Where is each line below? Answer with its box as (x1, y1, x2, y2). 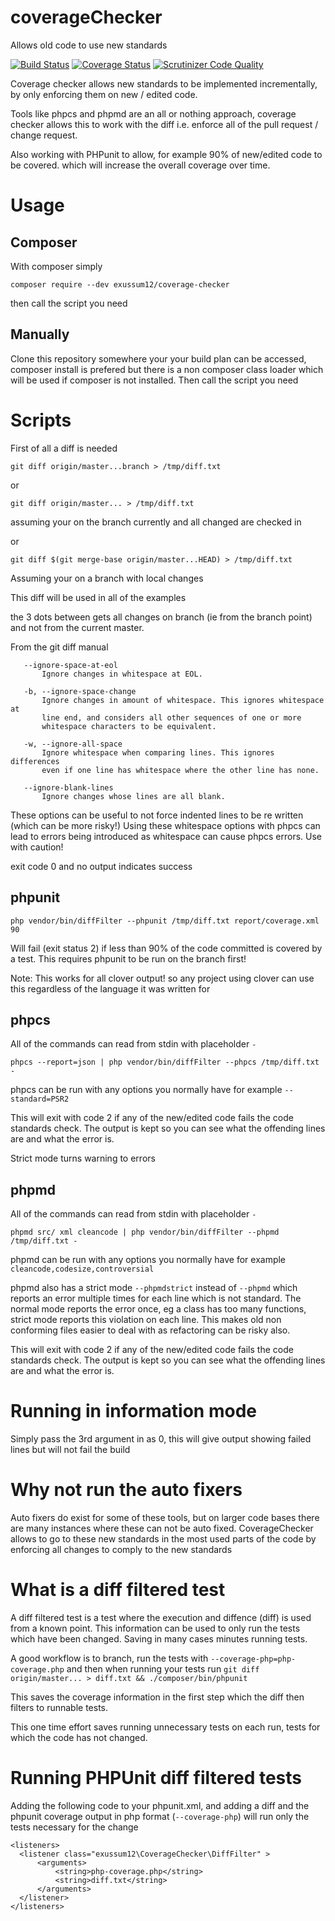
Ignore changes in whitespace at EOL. (41, 669, 203, 679)
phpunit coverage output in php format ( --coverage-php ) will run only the (10, 1810, 310, 1822)
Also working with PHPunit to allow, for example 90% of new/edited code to (10, 148, 323, 160)
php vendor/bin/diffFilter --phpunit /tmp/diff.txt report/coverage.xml (10, 916, 320, 926)
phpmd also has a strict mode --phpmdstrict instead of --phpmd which (10, 1282, 298, 1294)
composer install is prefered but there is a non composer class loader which (10, 363, 324, 375)
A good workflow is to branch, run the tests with (10, 1652, 209, 1664)
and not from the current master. (10, 621, 145, 633)
